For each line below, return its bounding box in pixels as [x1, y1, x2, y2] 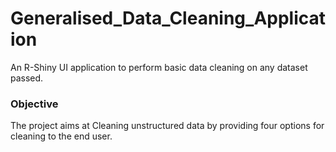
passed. [10, 72, 44, 84]
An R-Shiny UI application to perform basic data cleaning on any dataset [10, 61, 308, 73]
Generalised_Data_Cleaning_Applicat [10, 7, 327, 30]
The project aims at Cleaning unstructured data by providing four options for [10, 120, 325, 132]
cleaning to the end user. [10, 130, 113, 142]
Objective [10, 97, 59, 111]
